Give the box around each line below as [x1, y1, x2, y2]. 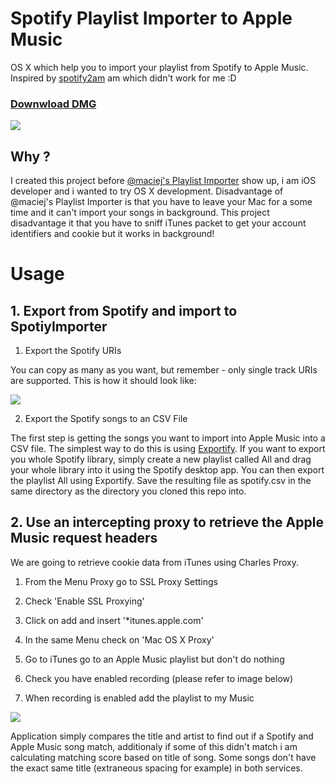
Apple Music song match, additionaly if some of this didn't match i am [10, 740, 298, 752]
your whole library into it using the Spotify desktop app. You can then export [10, 464, 325, 476]
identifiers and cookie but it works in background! [10, 228, 215, 240]
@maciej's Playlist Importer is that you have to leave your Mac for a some [10, 196, 313, 208]
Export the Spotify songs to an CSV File [24, 413, 188, 425]
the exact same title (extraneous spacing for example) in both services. [10, 762, 303, 774]
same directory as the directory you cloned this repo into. [10, 485, 247, 497]
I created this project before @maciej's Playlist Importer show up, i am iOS [10, 175, 317, 187]
